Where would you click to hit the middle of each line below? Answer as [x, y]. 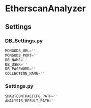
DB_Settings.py [24, 41]
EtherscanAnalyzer [45, 9]
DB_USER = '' [16, 64]
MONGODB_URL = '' [21, 51]
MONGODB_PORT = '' [22, 55]
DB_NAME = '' [16, 60]
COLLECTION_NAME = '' [25, 74]
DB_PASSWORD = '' [21, 69]
